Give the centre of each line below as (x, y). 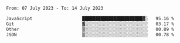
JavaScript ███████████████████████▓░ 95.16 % (90, 18)
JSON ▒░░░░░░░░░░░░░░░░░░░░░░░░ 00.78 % (90, 34)
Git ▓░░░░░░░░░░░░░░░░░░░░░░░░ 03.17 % (90, 24)
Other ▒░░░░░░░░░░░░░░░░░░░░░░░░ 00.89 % (90, 29)
